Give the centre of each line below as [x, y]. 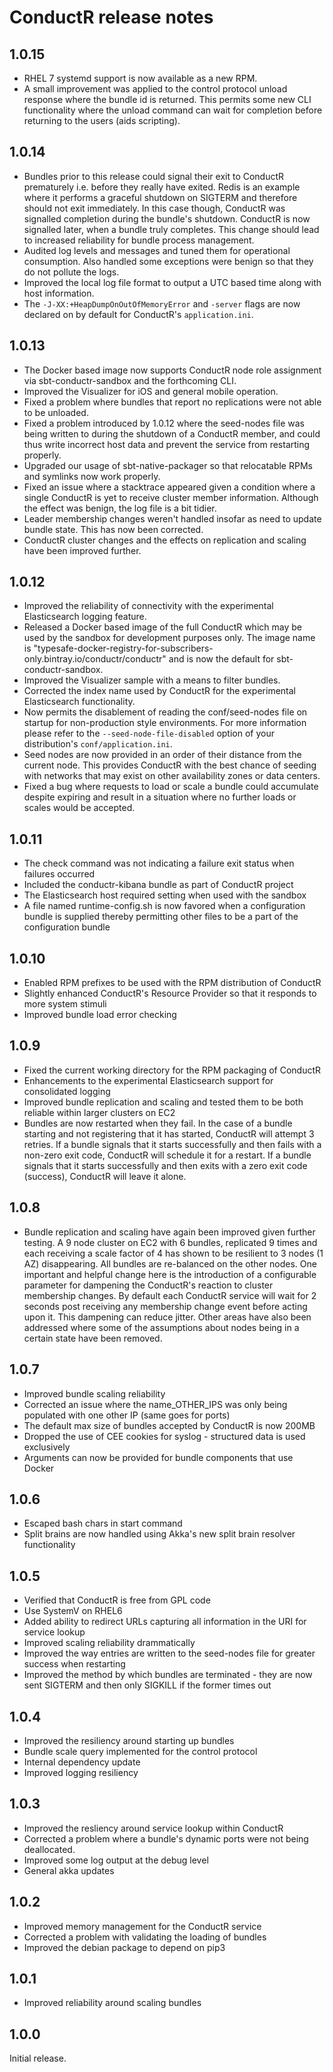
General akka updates [69, 1870]
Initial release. [38, 2058]
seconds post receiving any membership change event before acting [165, 1306]
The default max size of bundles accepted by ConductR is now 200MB [169, 1425]
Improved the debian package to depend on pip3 [124, 1947]
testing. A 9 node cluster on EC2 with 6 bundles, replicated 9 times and [170, 1242]
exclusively [47, 1447]
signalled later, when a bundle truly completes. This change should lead [171, 229]
